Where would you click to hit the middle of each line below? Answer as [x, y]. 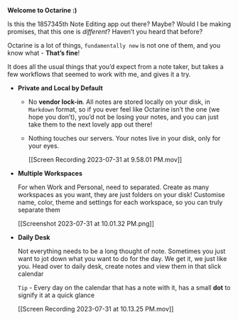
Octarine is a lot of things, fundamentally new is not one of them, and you [114, 45]
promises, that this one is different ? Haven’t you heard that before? [105, 32]
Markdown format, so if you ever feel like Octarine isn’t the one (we [124, 109]
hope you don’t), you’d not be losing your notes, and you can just [123, 117]
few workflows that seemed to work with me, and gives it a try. [99, 74]
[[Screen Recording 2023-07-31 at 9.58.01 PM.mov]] [105, 160]
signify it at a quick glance [56, 295]
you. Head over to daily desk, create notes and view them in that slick [119, 266]
